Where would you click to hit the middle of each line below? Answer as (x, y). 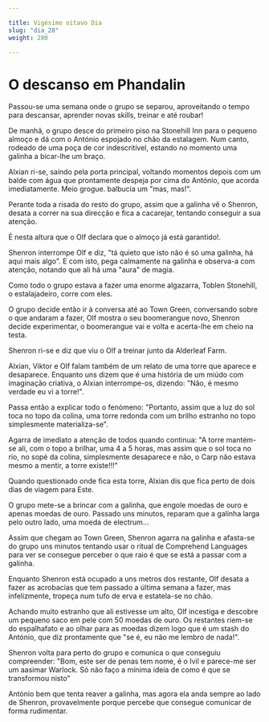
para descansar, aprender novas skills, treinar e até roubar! (106, 115)
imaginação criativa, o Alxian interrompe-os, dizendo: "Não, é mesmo (123, 383)
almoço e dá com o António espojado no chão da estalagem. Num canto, (128, 139)
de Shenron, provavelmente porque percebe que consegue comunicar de (130, 703)
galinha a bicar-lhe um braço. (57, 157)
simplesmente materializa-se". (58, 424)
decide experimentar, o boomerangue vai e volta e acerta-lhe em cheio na (131, 327)
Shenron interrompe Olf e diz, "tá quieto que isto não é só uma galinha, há (131, 253)
